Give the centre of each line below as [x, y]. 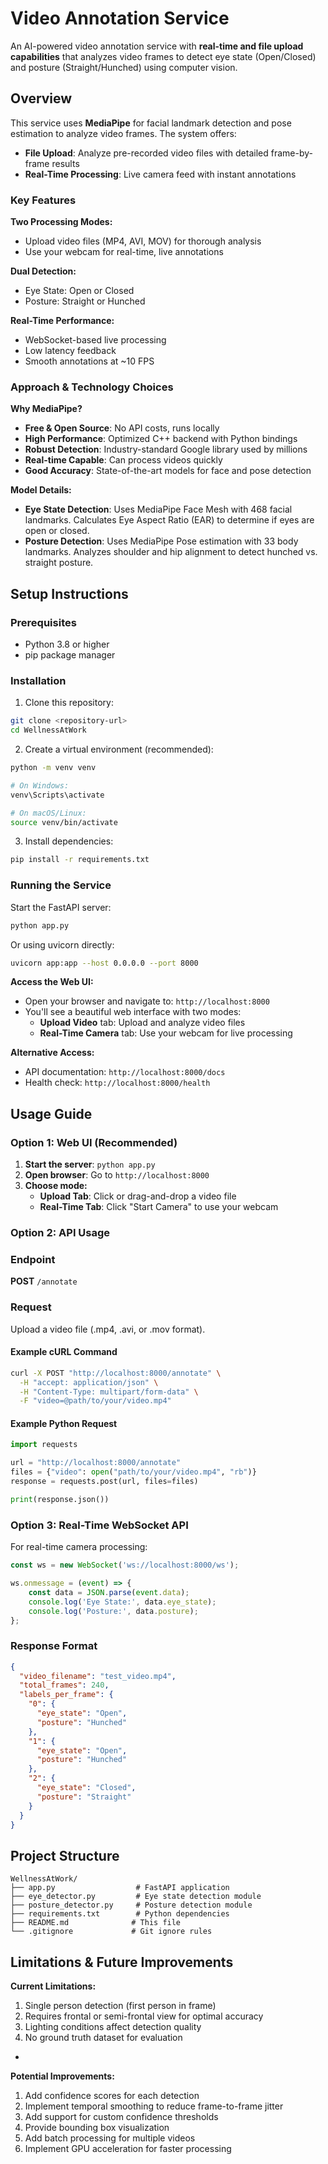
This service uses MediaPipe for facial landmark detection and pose [151, 123]
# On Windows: [40, 785]
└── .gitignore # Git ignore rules [111, 1932]
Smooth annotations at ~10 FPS [89, 361]
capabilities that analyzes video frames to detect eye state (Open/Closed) [163, 56]
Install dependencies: [69, 841]
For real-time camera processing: [79, 1547]
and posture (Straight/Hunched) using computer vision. [124, 67]
